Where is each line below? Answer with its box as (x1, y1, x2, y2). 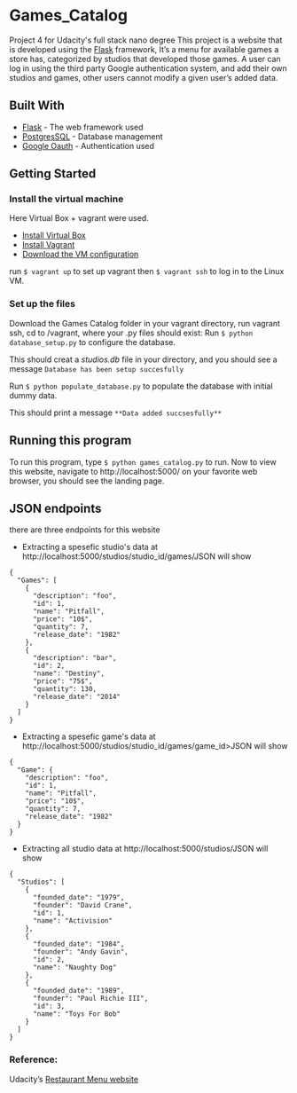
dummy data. (9, 389, 58, 400)
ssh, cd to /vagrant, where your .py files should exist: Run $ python (9, 327, 254, 338)
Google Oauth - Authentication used (21, 140, 155, 151)
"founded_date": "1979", (32, 893, 125, 902)
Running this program (9, 433, 132, 448)
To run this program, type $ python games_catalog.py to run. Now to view (9, 456, 277, 467)
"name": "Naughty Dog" (32, 963, 117, 972)
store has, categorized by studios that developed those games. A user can (9, 53, 281, 64)
